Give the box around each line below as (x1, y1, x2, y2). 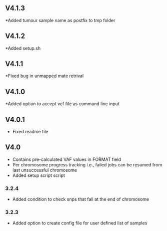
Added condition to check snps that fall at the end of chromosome (12, 196, 149, 202)
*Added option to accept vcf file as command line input (5, 101, 120, 107)
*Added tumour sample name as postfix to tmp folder (5, 17, 115, 23)
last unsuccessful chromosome (12, 167, 77, 173)
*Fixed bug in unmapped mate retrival (5, 73, 84, 79)
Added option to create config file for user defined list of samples (12, 220, 147, 226)
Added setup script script (12, 172, 65, 178)
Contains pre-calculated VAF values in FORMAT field (12, 156, 121, 162)
